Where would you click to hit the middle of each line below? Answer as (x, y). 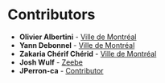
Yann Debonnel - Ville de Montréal (77, 45)
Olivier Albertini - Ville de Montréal (78, 37)
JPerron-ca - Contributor (61, 70)
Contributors (52, 15)
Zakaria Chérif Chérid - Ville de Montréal (88, 53)
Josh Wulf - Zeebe (51, 62)
